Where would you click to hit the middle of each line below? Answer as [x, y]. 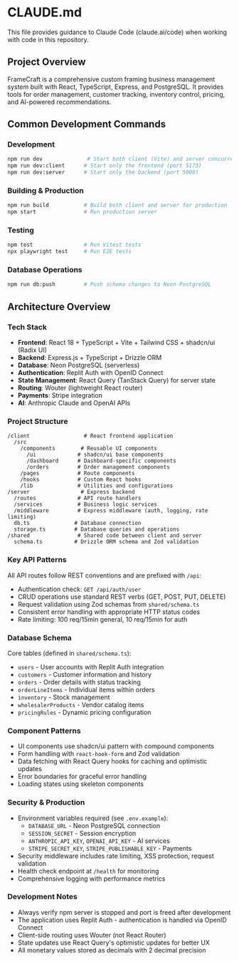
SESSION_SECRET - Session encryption [82, 833]
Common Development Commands [86, 124]
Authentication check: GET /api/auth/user [79, 589]
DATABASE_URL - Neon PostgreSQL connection [94, 825]
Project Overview [47, 62]
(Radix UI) [32, 350]
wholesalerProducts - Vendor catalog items [81, 704]
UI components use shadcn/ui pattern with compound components [116, 746]
